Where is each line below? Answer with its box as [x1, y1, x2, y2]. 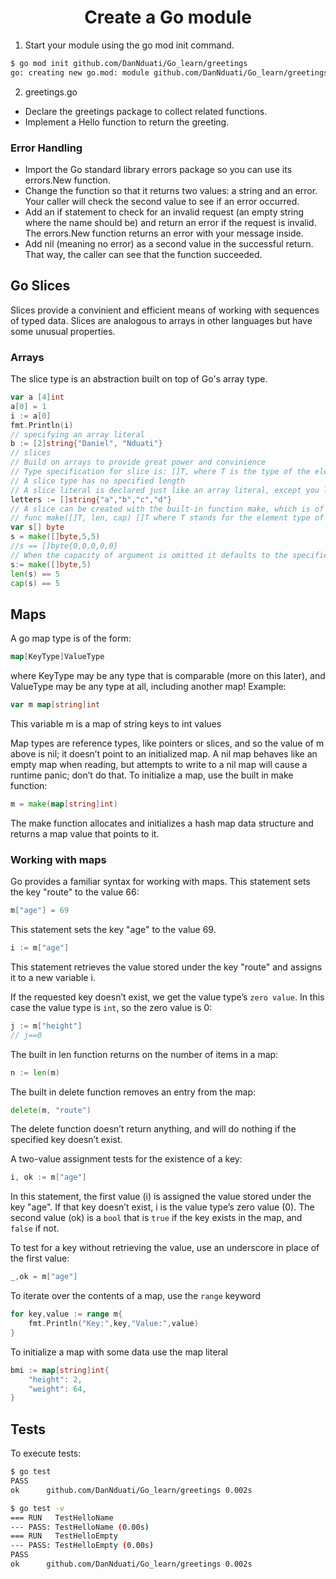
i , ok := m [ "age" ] [10, 1172, 87, 1183]
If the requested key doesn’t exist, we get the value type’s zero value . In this [10, 991, 325, 1003]
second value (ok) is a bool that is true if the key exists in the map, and [10, 1212, 303, 1224]
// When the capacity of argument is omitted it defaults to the [10, 550, 288, 560]
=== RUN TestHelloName [10, 1512, 114, 1523]
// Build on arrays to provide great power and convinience [10, 457, 267, 468]
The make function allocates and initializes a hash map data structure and [10, 817, 314, 829]
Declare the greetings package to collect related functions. [24, 105, 268, 117]
